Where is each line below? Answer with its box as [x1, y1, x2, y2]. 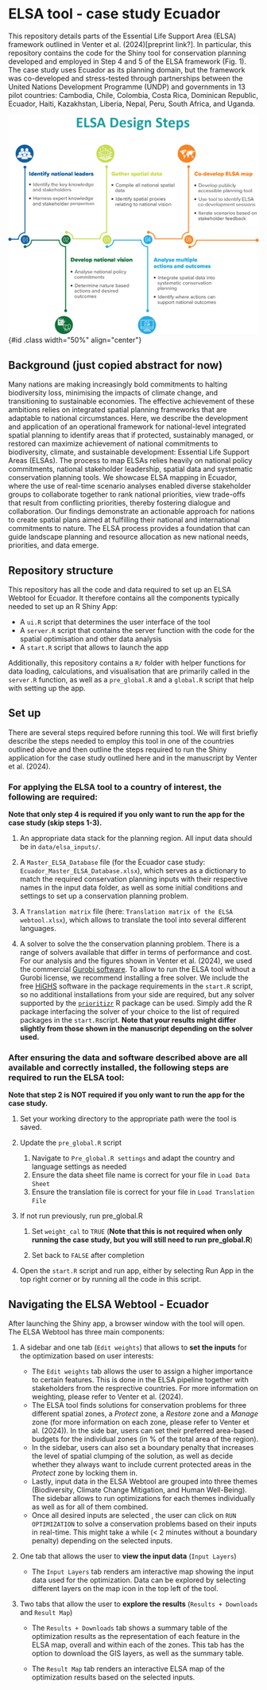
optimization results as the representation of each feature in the [31, 1632, 241, 1641]
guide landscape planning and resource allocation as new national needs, [8, 532, 249, 542]
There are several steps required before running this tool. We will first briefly [8, 727, 258, 737]
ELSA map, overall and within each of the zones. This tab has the [31, 1640, 245, 1650]
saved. [19, 1122, 42, 1132]
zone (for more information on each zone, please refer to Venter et [31, 1417, 250, 1427]
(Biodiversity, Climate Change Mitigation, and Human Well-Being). [31, 1485, 248, 1495]
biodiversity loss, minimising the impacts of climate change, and [8, 388, 219, 398]
